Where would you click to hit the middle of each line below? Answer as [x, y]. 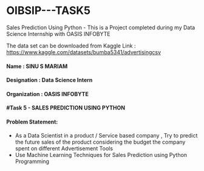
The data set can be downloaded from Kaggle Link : [71, 46]
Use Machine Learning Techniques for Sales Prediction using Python [101, 155]
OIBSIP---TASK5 [49, 11]
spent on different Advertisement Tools [64, 148]
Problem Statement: [32, 122]
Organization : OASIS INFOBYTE [48, 94]
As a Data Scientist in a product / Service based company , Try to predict [106, 135]
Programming [32, 161]
